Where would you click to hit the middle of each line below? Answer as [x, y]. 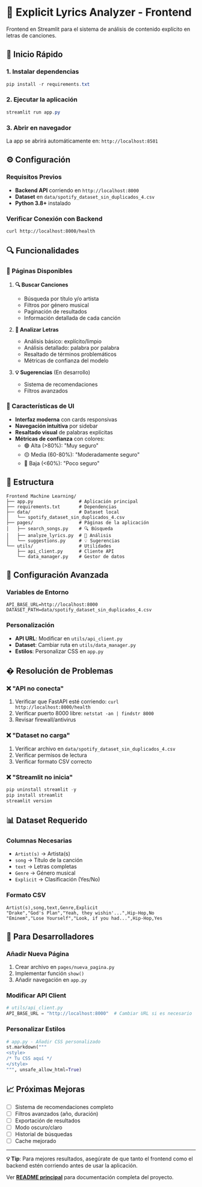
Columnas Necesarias [39, 840]
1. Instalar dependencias [43, 72]
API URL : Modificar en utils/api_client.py [69, 638]
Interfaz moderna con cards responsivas [66, 419]
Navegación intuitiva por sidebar [56, 426]
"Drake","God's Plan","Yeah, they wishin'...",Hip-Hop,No [80, 913]
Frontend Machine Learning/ [41, 496]
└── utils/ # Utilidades [59, 546]
